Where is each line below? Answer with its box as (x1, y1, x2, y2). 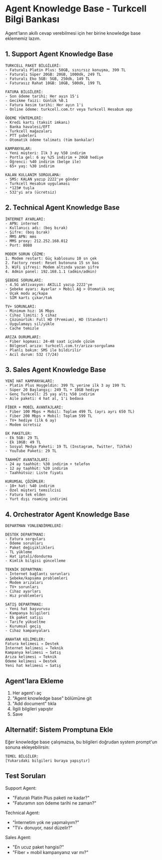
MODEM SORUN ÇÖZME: (5, 252, 46, 257)
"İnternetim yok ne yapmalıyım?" (12, 819, 80, 825)
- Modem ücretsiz (5, 422, 41, 427)
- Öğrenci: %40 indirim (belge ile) (5, 159, 81, 164)
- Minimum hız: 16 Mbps (5, 308, 55, 313)
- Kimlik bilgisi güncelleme (5, 559, 66, 564)
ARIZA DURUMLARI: (5, 334, 41, 339)
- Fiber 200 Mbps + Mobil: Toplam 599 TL (5, 414, 93, 419)
